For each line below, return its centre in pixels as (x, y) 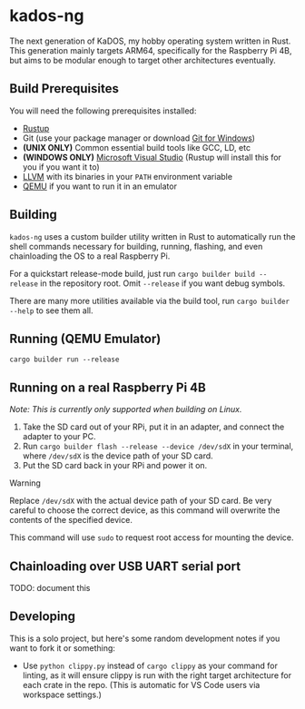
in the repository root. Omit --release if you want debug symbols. (163, 283)
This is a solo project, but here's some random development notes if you (145, 638)
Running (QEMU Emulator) (85, 338)
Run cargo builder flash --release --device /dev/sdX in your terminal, (158, 447)
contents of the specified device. (71, 520)
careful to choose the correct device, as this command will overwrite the (145, 510)
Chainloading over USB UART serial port (125, 566)
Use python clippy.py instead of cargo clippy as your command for (150, 665)
